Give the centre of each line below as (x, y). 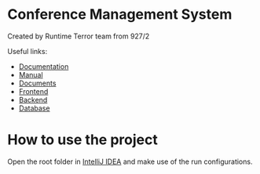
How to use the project (82, 140)
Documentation (44, 66)
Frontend (33, 91)
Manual (31, 74)
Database (34, 108)
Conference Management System (120, 14)
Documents (37, 83)
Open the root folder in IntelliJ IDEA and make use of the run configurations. (130, 161)
